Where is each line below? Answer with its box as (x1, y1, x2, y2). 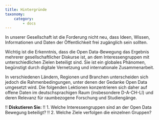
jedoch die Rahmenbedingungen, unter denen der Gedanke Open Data (5, 79, 148, 85)
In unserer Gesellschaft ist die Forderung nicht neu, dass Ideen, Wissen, (5, 34, 150, 40)
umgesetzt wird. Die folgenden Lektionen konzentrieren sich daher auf (5, 84, 148, 91)
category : (14, 16, 34, 21)
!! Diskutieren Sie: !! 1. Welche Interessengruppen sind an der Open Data (5, 104, 152, 110)
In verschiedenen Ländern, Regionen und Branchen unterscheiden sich (5, 74, 149, 80)
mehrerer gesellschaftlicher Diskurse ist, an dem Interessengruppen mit (5, 54, 150, 60)
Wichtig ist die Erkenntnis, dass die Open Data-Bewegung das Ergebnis (5, 49, 149, 55)
